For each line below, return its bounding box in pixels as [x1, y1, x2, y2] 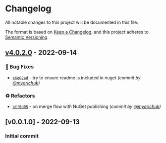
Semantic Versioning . [5, 34, 49, 40]
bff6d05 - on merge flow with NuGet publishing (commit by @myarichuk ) [12, 103, 161, 109]
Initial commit [5, 133, 39, 140]
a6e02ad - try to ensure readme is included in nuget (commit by [12, 75, 141, 81]
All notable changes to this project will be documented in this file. [5, 19, 139, 25]
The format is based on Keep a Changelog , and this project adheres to [5, 29, 149, 35]
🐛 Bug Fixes [5, 63, 34, 70]
